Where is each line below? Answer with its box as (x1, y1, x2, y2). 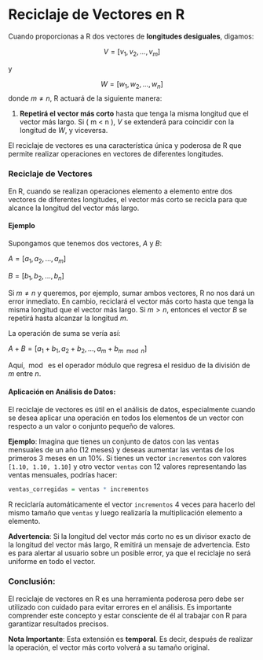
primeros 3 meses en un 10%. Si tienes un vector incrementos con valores (8, 453, 247, 463)
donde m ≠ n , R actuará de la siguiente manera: (8, 93, 163, 103)
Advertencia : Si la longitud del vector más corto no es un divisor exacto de (8, 531, 251, 540)
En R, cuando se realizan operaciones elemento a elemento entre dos (8, 186, 233, 196)
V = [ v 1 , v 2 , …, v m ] (103, 46, 161, 58)
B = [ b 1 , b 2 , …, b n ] (8, 271, 64, 282)
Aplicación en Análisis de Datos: (8, 387, 116, 396)
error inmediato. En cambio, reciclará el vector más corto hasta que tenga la (8, 297, 254, 306)
